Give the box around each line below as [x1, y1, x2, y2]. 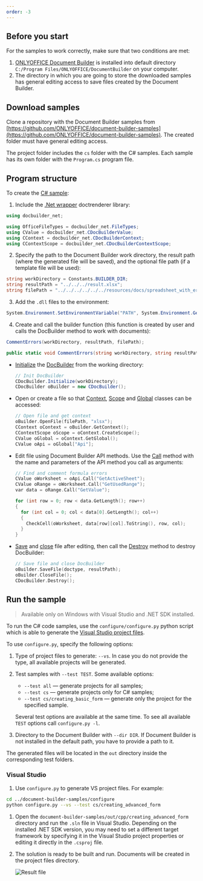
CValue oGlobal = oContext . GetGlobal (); [14, 435, 118, 442]
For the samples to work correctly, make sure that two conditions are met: [6, 47, 190, 54]
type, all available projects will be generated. [14, 658, 126, 666]
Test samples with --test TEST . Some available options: [14, 670, 154, 678]
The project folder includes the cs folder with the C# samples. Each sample [6, 149, 193, 157]
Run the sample [6, 594, 66, 605]
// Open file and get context [14, 413, 92, 419]
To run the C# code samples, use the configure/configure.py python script [6, 622, 194, 629]
